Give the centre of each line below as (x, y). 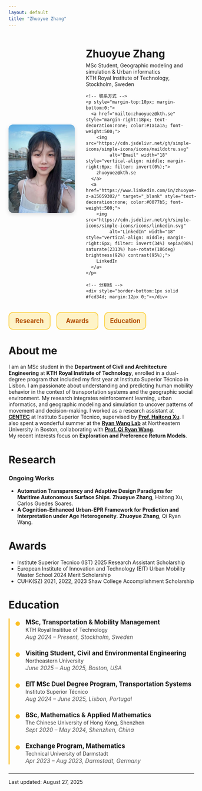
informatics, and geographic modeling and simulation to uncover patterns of (101, 404)
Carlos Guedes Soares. (45, 503)
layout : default (28, 12)
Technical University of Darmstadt (67, 754)
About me (33, 350)
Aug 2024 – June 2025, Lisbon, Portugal (79, 699)
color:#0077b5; (149, 202)
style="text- (181, 196)
